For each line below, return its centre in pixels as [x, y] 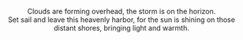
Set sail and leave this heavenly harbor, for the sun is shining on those [121, 20]
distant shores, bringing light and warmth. [121, 28]
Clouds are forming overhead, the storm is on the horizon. [121, 11]
